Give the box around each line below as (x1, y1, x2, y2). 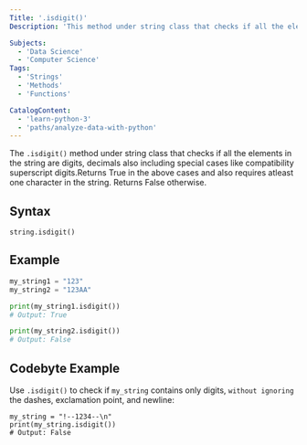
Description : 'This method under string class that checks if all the (9, 22, 284, 31)
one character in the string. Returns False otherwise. (9, 177, 207, 188)
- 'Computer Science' (17, 56, 101, 65)
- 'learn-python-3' (17, 114, 92, 123)
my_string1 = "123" (9, 276, 84, 286)
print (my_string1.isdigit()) (9, 302, 121, 311)
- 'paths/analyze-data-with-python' (17, 122, 157, 132)
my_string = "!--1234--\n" (9, 412, 112, 421)
